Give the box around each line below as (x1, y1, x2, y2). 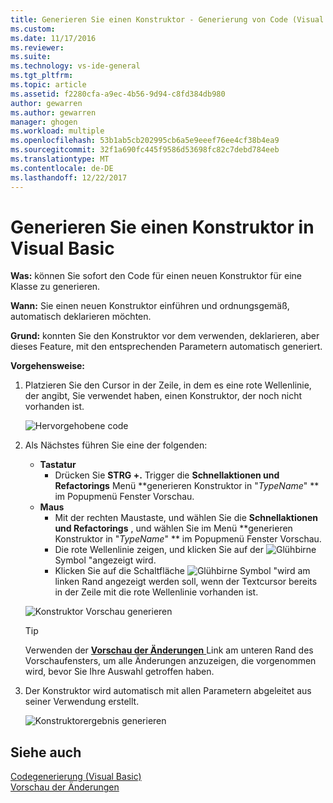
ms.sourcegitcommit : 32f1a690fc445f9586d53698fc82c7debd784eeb (10, 145, 280, 155)
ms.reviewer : (10, 42, 65, 53)
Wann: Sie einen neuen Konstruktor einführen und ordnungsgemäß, (10, 300, 290, 312)
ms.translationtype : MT (10, 154, 110, 164)
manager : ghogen (10, 117, 78, 127)
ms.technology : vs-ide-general (10, 61, 141, 71)
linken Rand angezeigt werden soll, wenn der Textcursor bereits (54, 576, 318, 588)
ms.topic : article (10, 80, 87, 90)
